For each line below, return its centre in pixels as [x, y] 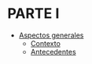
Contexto [45, 43]
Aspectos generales [51, 35]
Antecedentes [53, 52]
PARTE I [33, 14]
